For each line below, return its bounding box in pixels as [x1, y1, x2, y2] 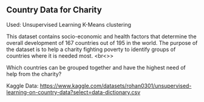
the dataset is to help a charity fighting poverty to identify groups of [6, 46, 176, 53]
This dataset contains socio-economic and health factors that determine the [6, 33, 197, 40]
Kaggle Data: [6, 82, 39, 89]
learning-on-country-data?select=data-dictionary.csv [6, 88, 141, 96]
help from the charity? [6, 70, 62, 78]
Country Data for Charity [6, 5, 102, 15]
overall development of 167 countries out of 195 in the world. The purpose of [6, 39, 198, 46]
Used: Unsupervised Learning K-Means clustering [6, 21, 132, 28]
